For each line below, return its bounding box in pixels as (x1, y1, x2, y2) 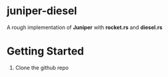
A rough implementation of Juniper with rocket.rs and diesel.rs (7, 24, 163, 31)
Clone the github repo (15, 64, 69, 71)
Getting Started (7, 44, 85, 58)
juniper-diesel (7, 4, 77, 18)
